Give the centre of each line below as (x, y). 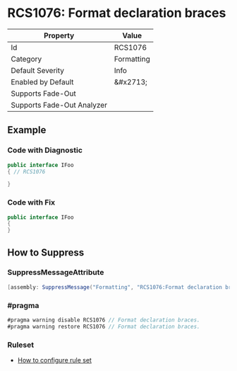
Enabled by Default (42, 81)
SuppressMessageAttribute (56, 273)
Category (26, 59)
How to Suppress (46, 252)
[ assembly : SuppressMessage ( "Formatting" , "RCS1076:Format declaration (115, 287)
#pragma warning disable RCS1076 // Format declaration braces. (104, 320)
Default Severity (38, 70)
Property (59, 35)
